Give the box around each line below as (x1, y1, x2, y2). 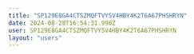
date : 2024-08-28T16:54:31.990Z (8, 19, 116, 27)
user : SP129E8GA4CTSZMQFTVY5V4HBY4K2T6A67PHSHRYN (8, 26, 177, 34)
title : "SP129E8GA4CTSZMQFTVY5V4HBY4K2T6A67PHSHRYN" (8, 11, 188, 20)
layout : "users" (8, 33, 62, 42)
